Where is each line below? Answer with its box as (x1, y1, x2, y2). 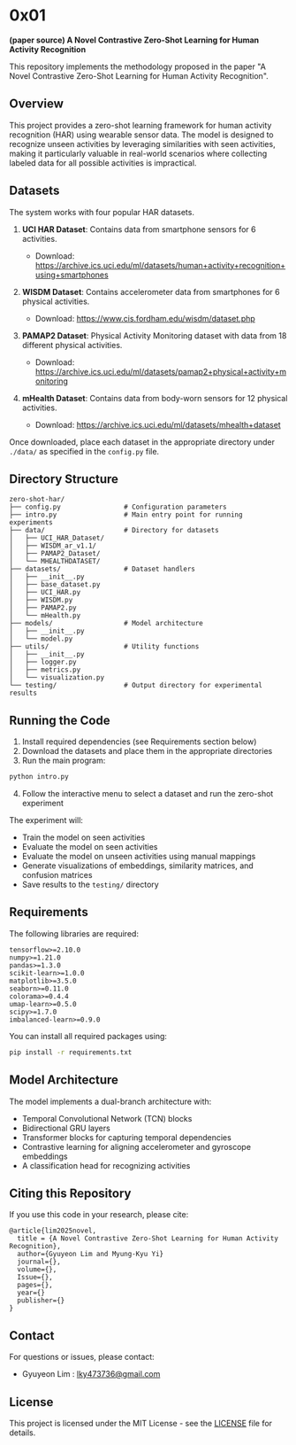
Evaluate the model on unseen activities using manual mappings (21, 851, 256, 862)
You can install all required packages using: (9, 1030, 168, 1041)
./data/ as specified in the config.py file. (9, 446, 160, 456)
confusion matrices (21, 870, 93, 881)
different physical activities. (21, 339, 123, 350)
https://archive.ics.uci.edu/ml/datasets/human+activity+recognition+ (34, 260, 286, 270)
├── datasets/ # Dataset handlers (9, 564, 196, 574)
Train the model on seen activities (21, 832, 146, 843)
